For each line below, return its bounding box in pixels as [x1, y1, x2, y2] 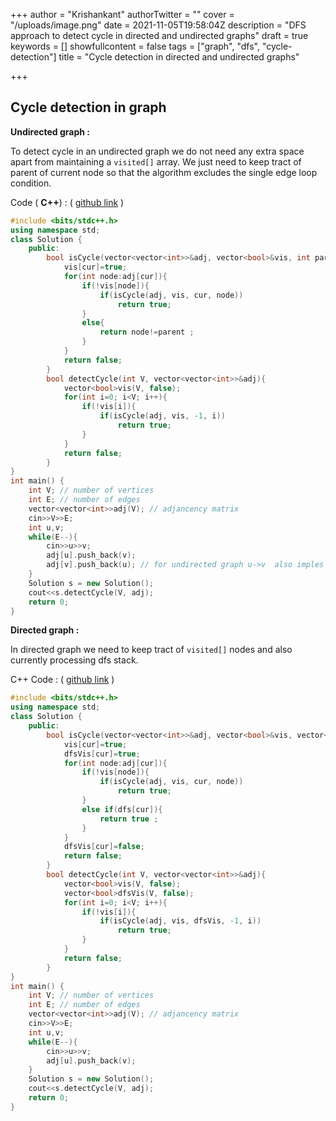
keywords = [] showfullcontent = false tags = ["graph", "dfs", [10, 40, 260, 52]
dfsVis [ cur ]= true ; [63, 749, 141, 759]
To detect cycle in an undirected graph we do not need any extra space [10, 145, 305, 157]
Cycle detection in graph [10, 99, 167, 116]
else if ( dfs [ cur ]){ [81, 804, 163, 814]
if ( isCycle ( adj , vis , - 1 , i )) [99, 411, 226, 421]
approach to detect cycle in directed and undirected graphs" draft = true [10, 30, 309, 41]
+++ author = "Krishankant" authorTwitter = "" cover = [10, 9, 235, 20]
